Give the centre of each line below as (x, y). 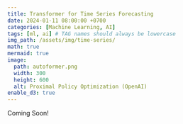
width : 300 (30, 73)
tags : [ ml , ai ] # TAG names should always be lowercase (91, 34)
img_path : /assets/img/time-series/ (61, 40)
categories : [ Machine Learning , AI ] (61, 27)
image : (17, 60)
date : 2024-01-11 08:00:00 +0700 (57, 21)
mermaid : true (28, 54)
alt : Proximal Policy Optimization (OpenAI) (81, 86)
